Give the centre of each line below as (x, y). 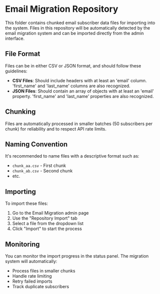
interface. (15, 38)
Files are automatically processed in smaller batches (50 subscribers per (79, 124)
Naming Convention (36, 144)
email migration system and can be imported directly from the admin (75, 33)
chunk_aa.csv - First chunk (39, 165)
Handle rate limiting (32, 276)
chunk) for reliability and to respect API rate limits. (56, 129)
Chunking (20, 112)
